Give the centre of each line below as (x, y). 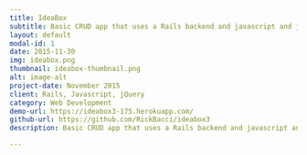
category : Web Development (61, 103)
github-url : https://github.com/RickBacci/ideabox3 (110, 119)
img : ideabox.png (42, 60)
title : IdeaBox (38, 18)
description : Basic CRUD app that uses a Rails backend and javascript (148, 129)
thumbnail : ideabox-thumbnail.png (75, 69)
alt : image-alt (38, 77)
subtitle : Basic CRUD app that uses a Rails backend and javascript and (151, 26)
